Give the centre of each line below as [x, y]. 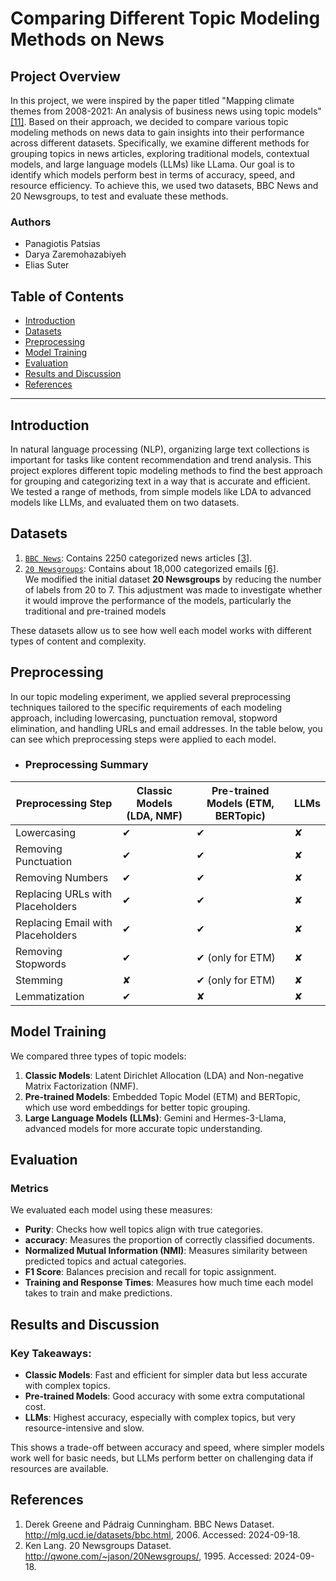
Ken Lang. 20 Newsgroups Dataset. [98, 1545]
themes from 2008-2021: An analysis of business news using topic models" [166, 111]
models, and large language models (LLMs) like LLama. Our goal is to [152, 164]
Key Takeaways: [51, 1353]
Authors [31, 222]
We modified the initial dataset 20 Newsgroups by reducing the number [173, 579]
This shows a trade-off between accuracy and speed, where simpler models [167, 1448]
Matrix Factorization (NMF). [81, 1086]
